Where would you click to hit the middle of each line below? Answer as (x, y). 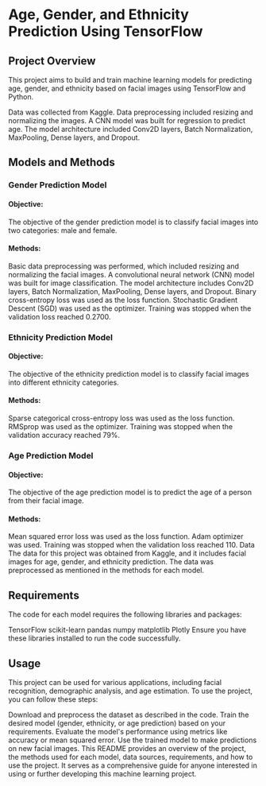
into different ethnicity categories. (64, 382)
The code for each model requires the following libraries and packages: (125, 614)
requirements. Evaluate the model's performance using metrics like (118, 732)
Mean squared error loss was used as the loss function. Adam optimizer (126, 536)
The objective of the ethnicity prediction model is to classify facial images (129, 374)
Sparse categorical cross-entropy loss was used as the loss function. (121, 418)
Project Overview (52, 61)
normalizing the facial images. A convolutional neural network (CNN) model (131, 274)
